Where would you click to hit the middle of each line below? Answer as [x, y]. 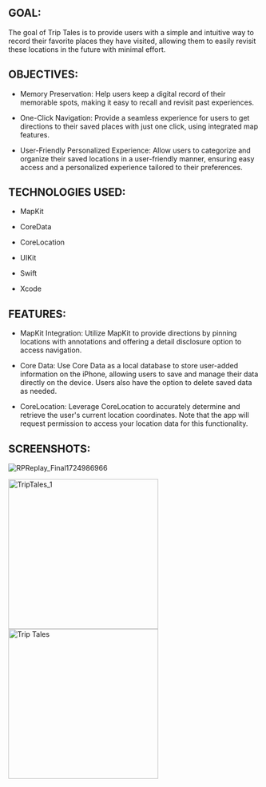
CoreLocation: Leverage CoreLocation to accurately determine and [130, 407]
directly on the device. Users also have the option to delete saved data [136, 383]
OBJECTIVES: [43, 75]
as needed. [38, 392]
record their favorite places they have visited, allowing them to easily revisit [132, 41]
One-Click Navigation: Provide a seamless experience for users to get [135, 117]
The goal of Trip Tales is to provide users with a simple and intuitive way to [131, 32]
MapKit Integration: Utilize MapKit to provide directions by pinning [128, 333]
